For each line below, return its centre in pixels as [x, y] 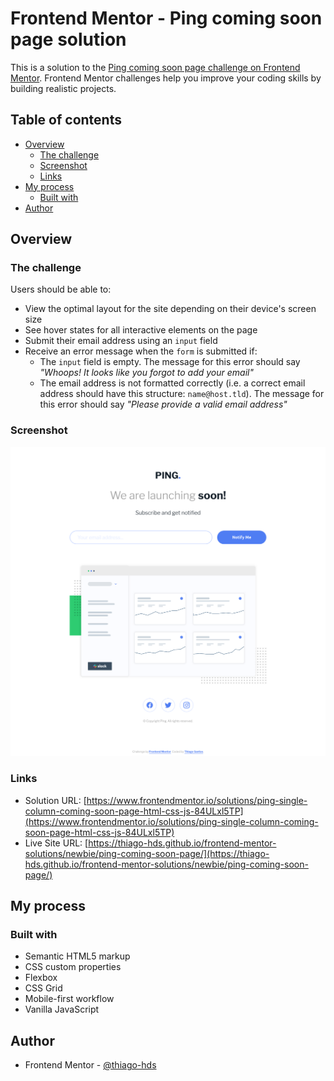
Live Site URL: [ [56, 843]
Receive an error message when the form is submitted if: [141, 351]
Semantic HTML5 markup [77, 956]
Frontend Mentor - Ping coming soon [166, 18]
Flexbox [41, 978]
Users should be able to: [61, 289]
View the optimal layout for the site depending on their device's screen [170, 309]
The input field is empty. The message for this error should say [170, 362]
